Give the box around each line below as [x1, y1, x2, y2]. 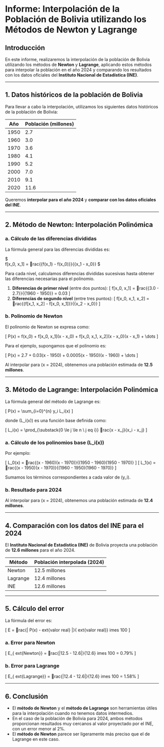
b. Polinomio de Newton [5, 313, 62, 320]
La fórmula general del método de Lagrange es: [5, 399, 101, 404]
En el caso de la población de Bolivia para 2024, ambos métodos [12, 716, 143, 722]
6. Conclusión [5, 692, 48, 701]
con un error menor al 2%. [12, 726, 65, 732]
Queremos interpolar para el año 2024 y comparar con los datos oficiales [5, 197, 156, 202]
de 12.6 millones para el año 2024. [5, 547, 76, 553]
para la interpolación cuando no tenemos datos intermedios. [12, 710, 134, 716]
